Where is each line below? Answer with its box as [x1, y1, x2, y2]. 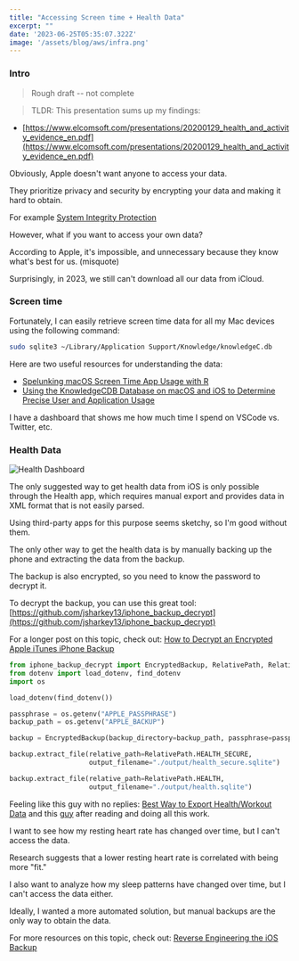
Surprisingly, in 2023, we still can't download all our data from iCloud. [9, 273, 264, 283]
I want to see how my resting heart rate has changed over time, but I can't [9, 825, 280, 836]
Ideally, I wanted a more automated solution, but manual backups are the [9, 906, 276, 916]
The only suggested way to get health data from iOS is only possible [9, 481, 260, 492]
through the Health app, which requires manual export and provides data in [9, 491, 285, 502]
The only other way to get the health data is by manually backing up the [9, 545, 272, 555]
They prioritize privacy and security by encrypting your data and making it [9, 185, 281, 196]
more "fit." [9, 861, 47, 872]
